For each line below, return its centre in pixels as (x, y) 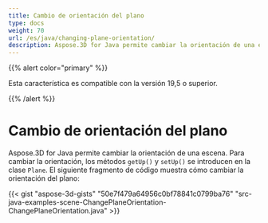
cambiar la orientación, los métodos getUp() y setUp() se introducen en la (130, 162)
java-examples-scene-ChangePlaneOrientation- (87, 202)
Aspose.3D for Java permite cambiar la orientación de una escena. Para (126, 153)
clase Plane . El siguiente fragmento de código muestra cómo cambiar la (126, 170)
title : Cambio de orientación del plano (77, 16)
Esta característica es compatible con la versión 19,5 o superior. (113, 84)
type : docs (26, 23)
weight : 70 (26, 30)
